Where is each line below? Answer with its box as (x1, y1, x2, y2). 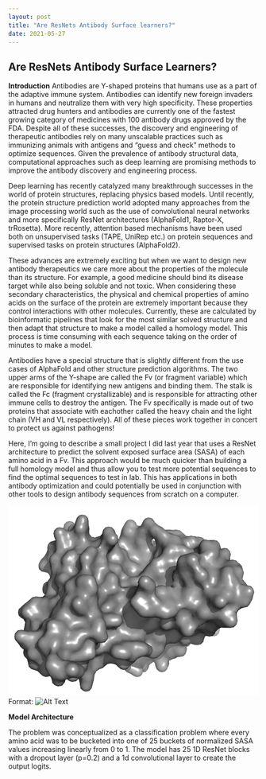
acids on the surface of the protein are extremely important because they (8, 298, 249, 308)
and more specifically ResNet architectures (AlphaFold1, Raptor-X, (8, 215, 225, 224)
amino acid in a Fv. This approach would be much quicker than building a (8, 456, 248, 465)
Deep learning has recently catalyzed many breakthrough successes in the (8, 181, 253, 191)
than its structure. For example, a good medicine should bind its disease (8, 273, 244, 282)
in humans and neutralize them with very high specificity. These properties (8, 98, 253, 107)
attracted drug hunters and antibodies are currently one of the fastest (8, 107, 236, 116)
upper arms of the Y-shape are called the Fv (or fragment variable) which (8, 372, 248, 382)
